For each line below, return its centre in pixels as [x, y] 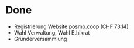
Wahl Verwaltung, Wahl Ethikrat [52, 32]
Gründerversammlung [40, 39]
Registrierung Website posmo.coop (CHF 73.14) [71, 26]
